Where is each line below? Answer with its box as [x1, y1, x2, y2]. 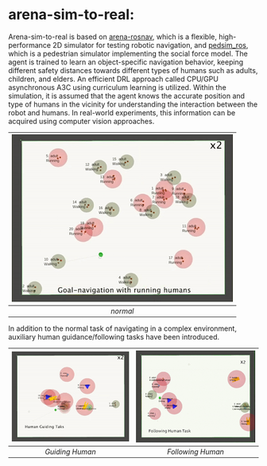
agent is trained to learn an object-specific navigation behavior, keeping [8, 57, 244, 67]
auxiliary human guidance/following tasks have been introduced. [8, 332, 220, 342]
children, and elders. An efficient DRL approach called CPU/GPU [8, 74, 219, 83]
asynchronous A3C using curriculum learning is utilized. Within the [8, 82, 226, 92]
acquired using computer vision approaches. [8, 116, 155, 126]
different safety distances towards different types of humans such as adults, [8, 65, 258, 75]
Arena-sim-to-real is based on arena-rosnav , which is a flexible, [8, 32, 217, 41]
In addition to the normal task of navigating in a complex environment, [8, 324, 237, 333]
